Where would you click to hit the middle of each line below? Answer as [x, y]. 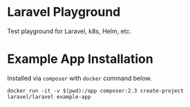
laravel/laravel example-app [49, 97]
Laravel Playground [64, 12]
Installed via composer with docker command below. [79, 78]
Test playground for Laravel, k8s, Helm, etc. [69, 31]
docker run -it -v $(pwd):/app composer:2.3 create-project [96, 90]
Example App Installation [80, 59]
